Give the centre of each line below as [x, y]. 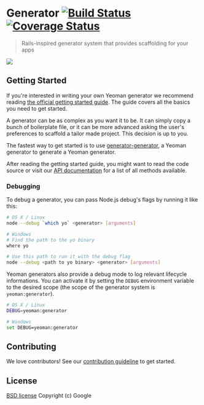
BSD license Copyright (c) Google [49, 396]
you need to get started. [37, 108]
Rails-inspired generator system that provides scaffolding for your [105, 43]
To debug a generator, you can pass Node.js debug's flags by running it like [102, 200]
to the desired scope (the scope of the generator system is [81, 287]
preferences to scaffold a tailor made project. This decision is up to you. [97, 133]
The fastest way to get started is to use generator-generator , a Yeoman [96, 145]
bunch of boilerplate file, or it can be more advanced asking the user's [95, 127]
